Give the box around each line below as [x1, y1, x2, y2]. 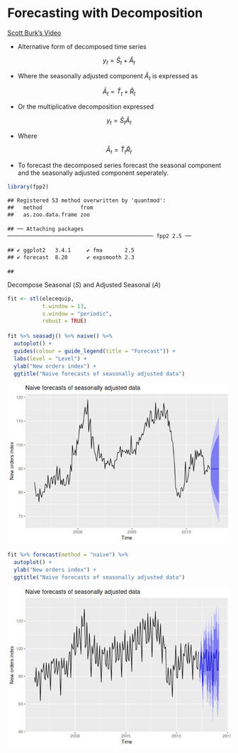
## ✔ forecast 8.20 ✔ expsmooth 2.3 [7, 254, 135, 261]
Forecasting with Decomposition [7, 5, 203, 21]
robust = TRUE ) [42, 318, 87, 325]
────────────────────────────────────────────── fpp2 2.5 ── [7, 233, 192, 240]
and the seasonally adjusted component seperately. [17, 169, 169, 177]
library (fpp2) [7, 183, 50, 190]
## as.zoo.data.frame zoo [7, 211, 91, 218]
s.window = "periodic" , [42, 310, 113, 317]
